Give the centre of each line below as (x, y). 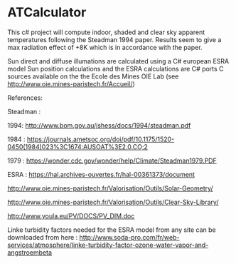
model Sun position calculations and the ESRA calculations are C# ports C (116, 68)
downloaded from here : (43, 237)
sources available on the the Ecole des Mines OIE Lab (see (93, 76)
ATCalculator (47, 12)
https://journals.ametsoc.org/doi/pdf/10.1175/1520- (101, 139)
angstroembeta (29, 252)
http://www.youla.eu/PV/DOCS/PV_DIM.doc (71, 215)
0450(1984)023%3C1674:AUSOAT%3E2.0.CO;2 (77, 146)
